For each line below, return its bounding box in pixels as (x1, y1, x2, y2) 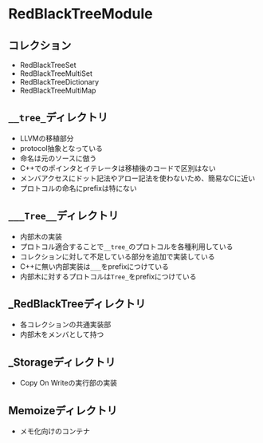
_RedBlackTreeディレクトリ (8, 297, 146, 311)
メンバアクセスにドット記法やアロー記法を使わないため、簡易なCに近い (19, 173, 256, 183)
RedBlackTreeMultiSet (19, 69, 93, 78)
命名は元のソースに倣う (19, 153, 97, 163)
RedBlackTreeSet (19, 61, 77, 69)
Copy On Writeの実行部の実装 (19, 378, 118, 388)
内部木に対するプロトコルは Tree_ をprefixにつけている (19, 271, 197, 281)
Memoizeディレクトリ (8, 404, 118, 417)
